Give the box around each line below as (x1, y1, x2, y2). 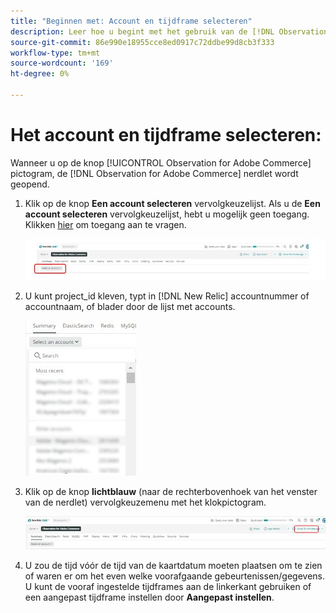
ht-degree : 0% (10, 69, 70, 79)
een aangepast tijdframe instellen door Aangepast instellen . (24, 591, 275, 603)
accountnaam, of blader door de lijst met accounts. (24, 300, 236, 312)
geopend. (10, 178, 50, 190)
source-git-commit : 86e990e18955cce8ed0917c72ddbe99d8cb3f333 (10, 37, 275, 47)
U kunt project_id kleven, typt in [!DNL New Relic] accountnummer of (24, 290, 310, 302)
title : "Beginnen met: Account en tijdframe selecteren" (10, 16, 253, 26)
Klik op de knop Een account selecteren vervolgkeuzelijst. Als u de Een (24, 197, 321, 209)
